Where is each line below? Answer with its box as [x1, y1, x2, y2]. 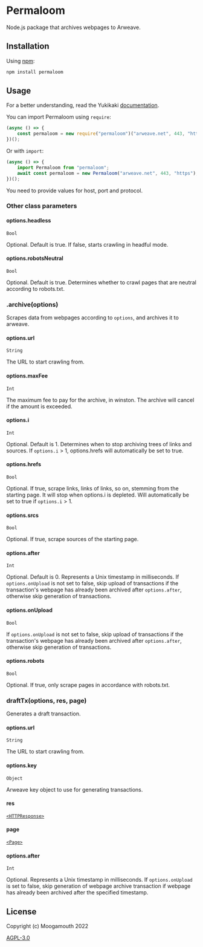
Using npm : [6, 57, 35, 64]
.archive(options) [6, 300, 59, 308]
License [6, 906, 37, 917]
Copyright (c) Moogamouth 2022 [6, 922, 89, 929]
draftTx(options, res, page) [6, 696, 87, 705]
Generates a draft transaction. [6, 710, 81, 717]
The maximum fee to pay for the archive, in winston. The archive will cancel [6, 396, 195, 403]
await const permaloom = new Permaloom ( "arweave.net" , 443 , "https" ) [17, 170, 196, 176]
